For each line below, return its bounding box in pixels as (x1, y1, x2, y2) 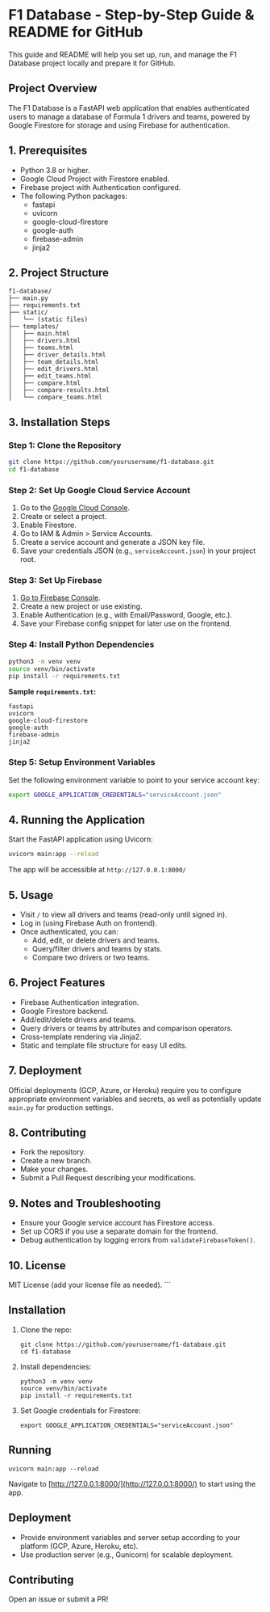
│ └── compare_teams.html (8, 394, 103, 402)
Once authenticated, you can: (19, 927, 118, 936)
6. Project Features (8, 976, 106, 990)
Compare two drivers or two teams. (31, 952, 151, 962)
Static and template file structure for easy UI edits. (19, 1040, 188, 1050)
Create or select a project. (19, 512, 107, 521)
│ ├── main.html (8, 330, 70, 338)
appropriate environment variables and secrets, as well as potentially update (8, 1094, 262, 1104)
